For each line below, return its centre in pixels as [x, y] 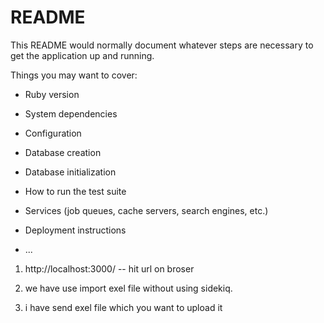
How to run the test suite [75, 191]
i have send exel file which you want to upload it [123, 307]
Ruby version [52, 94]
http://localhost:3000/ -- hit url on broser [109, 268]
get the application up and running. [82, 55]
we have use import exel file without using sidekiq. [128, 288]
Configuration [53, 133]
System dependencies [71, 113]
